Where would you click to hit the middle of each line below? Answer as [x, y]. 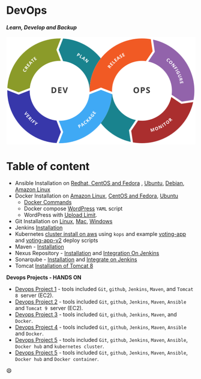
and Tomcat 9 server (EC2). [49, 308]
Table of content [48, 167]
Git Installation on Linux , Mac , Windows [64, 221]
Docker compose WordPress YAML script [73, 208]
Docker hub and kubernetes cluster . [59, 346]
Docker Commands [48, 202]
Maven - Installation [39, 247]
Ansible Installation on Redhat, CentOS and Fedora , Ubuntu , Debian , [100, 183]
